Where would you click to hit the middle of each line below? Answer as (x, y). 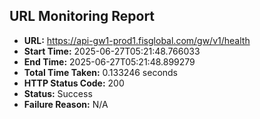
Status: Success (58, 93)
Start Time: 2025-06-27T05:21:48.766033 (112, 51)
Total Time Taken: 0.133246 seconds (101, 72)
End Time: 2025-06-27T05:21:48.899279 (109, 61)
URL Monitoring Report (82, 16)
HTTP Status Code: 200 (74, 83)
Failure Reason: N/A (66, 104)
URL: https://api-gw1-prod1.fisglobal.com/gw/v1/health (137, 40)
